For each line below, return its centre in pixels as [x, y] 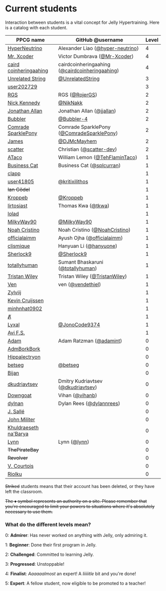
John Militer [21, 419]
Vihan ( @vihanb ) [78, 395]
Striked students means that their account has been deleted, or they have [80, 486]
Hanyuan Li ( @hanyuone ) [88, 246]
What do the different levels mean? [48, 525]
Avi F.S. [16, 333]
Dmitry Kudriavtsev [80, 381]
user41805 [21, 181]
